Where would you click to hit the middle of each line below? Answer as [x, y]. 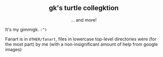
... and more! [84, 20]
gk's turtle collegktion [84, 8]
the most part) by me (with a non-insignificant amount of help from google [81, 44]
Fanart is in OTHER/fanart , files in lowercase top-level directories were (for [81, 39]
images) [13, 49]
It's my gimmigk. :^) [26, 29]
